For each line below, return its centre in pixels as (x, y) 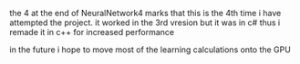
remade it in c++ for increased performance (92, 32)
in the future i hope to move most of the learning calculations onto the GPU (150, 50)
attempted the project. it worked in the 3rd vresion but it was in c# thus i (145, 23)
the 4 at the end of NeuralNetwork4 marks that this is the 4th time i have (145, 13)
